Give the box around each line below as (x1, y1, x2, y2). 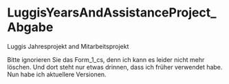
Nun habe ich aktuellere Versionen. (7, 70, 107, 78)
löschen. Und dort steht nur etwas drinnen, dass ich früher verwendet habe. (7, 63, 223, 71)
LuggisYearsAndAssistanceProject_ (7, 5, 217, 21)
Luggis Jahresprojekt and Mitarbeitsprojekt (7, 42, 129, 50)
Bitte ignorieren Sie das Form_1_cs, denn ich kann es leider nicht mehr (7, 55, 205, 63)
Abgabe (7, 19, 54, 35)
